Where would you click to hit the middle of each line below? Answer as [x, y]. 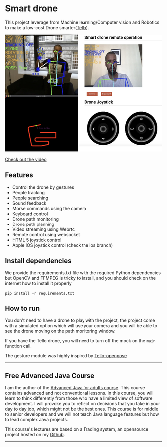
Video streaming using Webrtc [43, 229]
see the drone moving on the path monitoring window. [60, 331]
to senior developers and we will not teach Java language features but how [82, 414]
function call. [19, 346]
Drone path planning [33, 224]
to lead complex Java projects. [37, 419]
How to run [23, 308]
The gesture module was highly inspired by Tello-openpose [66, 356]
